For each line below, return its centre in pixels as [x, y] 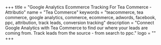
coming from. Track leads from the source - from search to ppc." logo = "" [80, 33]
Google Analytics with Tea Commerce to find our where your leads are [77, 28]
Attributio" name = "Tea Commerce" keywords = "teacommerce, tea [74, 12]
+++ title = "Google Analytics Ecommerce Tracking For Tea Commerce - [78, 7]
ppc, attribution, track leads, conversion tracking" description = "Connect [80, 22]
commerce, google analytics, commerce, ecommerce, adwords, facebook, [81, 17]
